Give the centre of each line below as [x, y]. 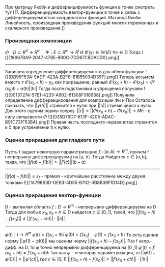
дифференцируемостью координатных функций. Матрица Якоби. [74, 17]
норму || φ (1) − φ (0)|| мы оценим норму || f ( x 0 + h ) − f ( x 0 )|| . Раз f [71, 241]
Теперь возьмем [137, 77]
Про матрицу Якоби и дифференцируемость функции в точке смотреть [80, 7]
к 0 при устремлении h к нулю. [38, 127]
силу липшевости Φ [26, 117]
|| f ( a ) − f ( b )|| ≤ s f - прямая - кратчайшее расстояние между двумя [75, 177]
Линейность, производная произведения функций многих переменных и [82, 23]
